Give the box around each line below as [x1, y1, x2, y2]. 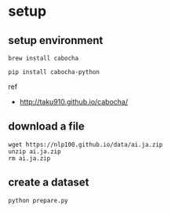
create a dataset [8, 176, 89, 189]
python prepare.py [8, 196, 68, 204]
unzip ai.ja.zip [8, 148, 61, 155]
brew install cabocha [8, 54, 79, 62]
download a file [8, 120, 85, 133]
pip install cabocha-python [8, 68, 100, 76]
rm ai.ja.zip [8, 154, 51, 163]
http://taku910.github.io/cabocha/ [19, 97, 128, 106]
